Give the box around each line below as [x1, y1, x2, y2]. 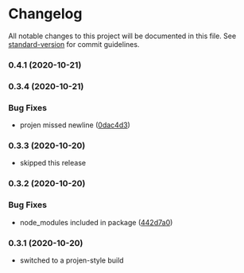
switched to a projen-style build [19, 255, 125, 265]
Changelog [8, 5, 83, 23]
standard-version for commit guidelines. [8, 39, 140, 49]
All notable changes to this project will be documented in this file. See [8, 31, 237, 41]
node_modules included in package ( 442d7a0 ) [19, 217, 173, 227]
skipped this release [19, 158, 86, 168]
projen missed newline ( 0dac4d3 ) [19, 120, 131, 130]
